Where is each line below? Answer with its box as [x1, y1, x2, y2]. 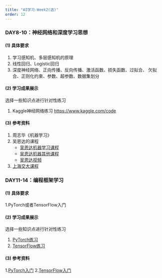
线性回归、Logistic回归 [12, 61, 59, 67]
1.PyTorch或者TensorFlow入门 [5, 202, 66, 208]
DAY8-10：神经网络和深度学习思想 [5, 29, 88, 36]
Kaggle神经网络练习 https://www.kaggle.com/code [12, 108, 116, 114]
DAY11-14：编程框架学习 [5, 177, 64, 184]
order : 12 [5, 12, 26, 17]
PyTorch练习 [12, 237, 38, 243]
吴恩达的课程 [12, 139, 39, 144]
